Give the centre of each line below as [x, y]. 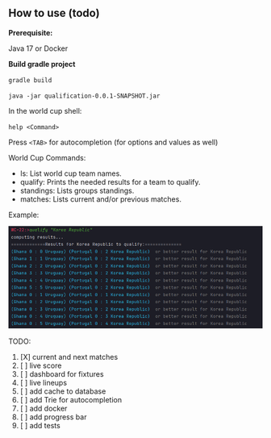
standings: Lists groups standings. [77, 190]
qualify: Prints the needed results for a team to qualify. [110, 181]
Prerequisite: [31, 32]
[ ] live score [41, 365]
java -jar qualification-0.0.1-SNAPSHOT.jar [84, 96]
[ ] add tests [40, 426]
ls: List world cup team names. [71, 173]
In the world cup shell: [45, 111]
